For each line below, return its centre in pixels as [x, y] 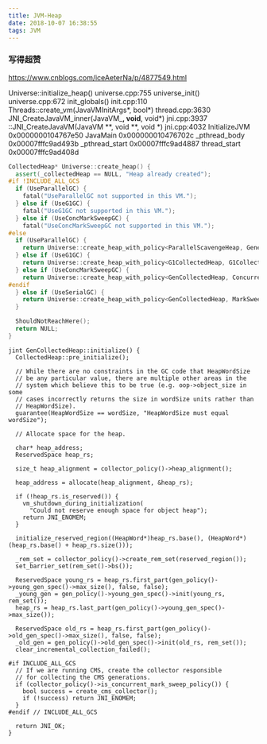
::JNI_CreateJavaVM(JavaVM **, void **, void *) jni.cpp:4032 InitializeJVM [129, 126]
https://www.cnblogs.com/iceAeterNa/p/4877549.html [98, 77]
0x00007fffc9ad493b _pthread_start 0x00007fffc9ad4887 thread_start [124, 143]
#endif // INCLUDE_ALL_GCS [53, 712]
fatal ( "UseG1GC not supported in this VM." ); [99, 211]
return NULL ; [37, 329]
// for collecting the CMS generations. [83, 677]
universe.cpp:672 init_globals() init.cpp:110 [78, 101]
